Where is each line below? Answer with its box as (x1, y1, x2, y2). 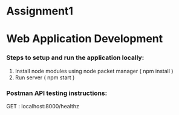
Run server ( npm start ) (15, 74, 75, 81)
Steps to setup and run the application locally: (6, 53, 145, 62)
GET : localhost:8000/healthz (6, 102, 80, 110)
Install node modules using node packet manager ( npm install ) (15, 67, 174, 74)
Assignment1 (6, 4, 74, 18)
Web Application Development (6, 32, 163, 46)
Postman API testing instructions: (6, 89, 108, 97)
